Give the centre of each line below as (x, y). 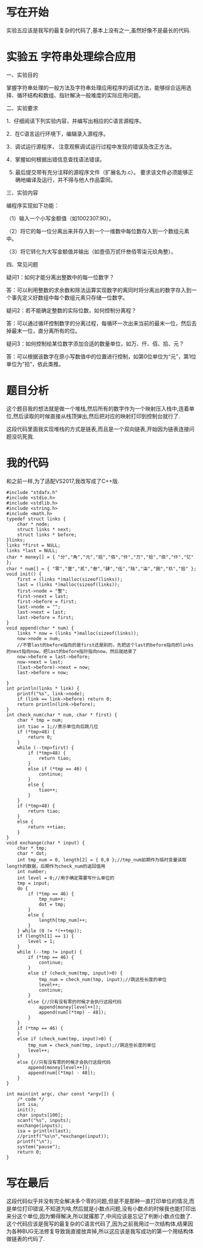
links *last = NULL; (32, 550)
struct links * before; (47, 535)
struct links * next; (44, 529)
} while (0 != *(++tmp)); (50, 931)
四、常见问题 (22, 264)
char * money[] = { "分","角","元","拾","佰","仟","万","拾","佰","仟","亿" (100, 557)
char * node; (34, 524)
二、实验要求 (22, 108)
